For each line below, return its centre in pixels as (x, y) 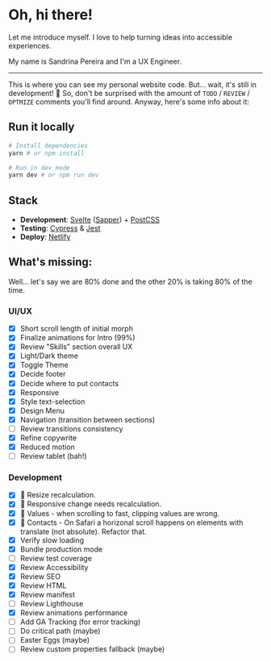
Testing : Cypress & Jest (60, 228)
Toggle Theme (44, 365)
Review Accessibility (54, 567)
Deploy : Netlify (45, 237)
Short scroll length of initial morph (76, 329)
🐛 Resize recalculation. (58, 495)
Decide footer (43, 374)
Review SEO (40, 576)
